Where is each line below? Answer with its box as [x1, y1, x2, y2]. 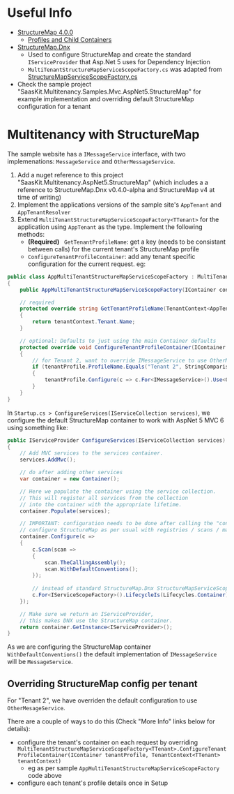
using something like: [7, 423, 68, 432]
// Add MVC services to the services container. [19, 450, 164, 457]
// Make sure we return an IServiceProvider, [19, 610, 155, 617]
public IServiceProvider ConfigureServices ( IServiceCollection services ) [7, 436, 226, 444]
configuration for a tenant [17, 102, 91, 110]
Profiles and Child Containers [27, 35, 112, 43]
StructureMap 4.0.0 [17, 28, 74, 36]
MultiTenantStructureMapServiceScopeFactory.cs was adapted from [27, 65, 223, 73]
